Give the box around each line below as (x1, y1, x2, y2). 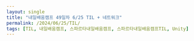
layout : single (6, 8, 45, 15)
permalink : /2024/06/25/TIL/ (6, 20, 81, 26)
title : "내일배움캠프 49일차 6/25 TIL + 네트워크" (6, 14, 123, 20)
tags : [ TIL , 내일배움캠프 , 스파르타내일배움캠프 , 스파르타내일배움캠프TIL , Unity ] (6, 25, 189, 32)
